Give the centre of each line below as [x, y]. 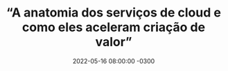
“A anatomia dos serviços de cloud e [114, 13]
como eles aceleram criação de [114, 27]
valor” [114, 42]
